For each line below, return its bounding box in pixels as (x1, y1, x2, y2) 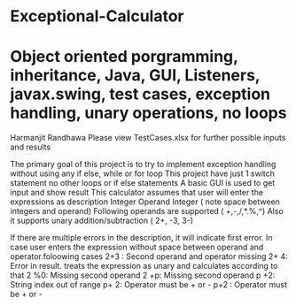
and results (10, 142, 51, 152)
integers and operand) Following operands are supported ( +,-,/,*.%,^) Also (10, 206, 284, 217)
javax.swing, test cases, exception (10, 84, 271, 104)
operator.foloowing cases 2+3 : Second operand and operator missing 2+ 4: (10, 251, 289, 262)
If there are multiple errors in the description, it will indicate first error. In (10, 233, 273, 243)
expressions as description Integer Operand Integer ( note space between (10, 196, 280, 207)
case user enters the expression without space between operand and (10, 241, 264, 253)
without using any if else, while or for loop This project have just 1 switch (10, 168, 276, 179)
